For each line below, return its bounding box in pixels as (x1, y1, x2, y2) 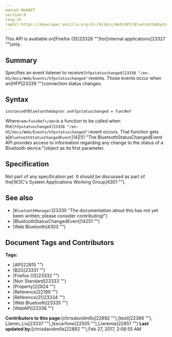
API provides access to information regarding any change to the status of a (5, 139, 164, 146)
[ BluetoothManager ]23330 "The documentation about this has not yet (12, 207, 158, 213)
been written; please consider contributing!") (12, 213, 108, 219)
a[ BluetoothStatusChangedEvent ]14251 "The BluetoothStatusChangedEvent (5, 134, 163, 140)
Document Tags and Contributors (5, 238, 114, 247)
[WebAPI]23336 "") (12, 305, 54, 311)
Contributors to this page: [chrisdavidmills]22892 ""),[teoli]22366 (5, 315, 144, 321)
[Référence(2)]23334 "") (12, 295, 65, 301)
